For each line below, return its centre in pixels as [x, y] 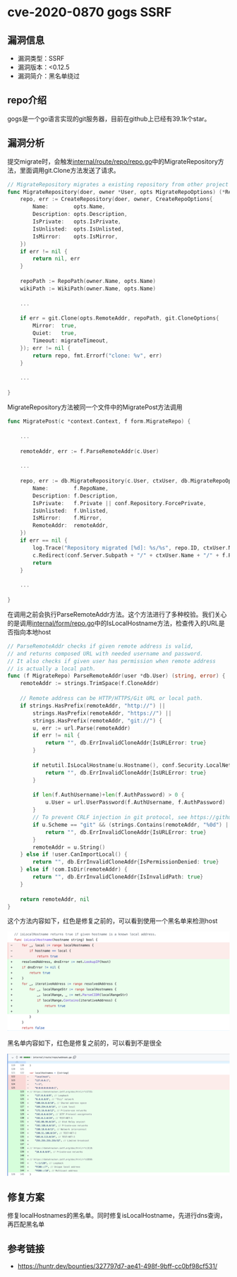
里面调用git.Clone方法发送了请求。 [69, 170]
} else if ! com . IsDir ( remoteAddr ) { [74, 870]
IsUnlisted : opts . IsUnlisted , [79, 229]
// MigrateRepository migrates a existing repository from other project [118, 184]
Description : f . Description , [75, 496]
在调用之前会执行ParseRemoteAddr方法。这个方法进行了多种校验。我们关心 [117, 614]
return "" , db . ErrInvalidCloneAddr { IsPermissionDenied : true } [126, 862]
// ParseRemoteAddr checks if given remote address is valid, [101, 646]
